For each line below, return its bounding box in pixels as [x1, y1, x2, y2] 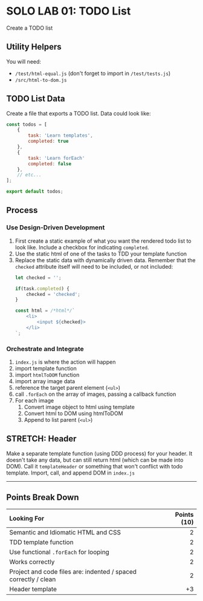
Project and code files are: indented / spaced [9, 567, 137, 576]
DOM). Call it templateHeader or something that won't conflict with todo [6, 462, 183, 470]
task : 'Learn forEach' [28, 155, 85, 161]
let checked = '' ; [14, 274, 62, 281]
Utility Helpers [6, 42, 62, 52]
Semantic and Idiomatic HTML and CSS [9, 528, 121, 536]
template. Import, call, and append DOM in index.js [6, 469, 135, 476]
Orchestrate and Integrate [6, 344, 85, 353]
